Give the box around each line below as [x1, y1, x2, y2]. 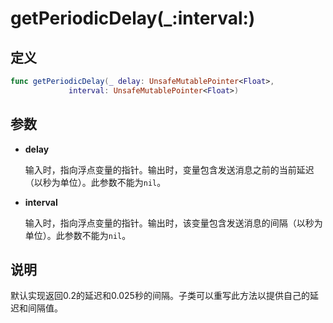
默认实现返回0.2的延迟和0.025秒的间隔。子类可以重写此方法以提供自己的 [10, 290, 310, 302]
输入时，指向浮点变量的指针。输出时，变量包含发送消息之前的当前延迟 [24, 163, 315, 176]
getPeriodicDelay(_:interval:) [10, 7, 256, 30]
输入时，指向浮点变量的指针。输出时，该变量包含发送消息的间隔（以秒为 [24, 217, 323, 229]
